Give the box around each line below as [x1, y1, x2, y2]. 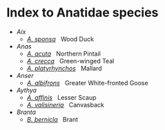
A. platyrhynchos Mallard [26, 64, 102, 72]
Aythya [16, 86, 37, 94]
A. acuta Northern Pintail [26, 50, 101, 58]
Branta [16, 108, 36, 116]
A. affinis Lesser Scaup [26, 93, 97, 101]
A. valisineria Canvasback [26, 100, 104, 109]
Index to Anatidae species [6, 5, 159, 21]
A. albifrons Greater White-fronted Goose [26, 78, 149, 87]
